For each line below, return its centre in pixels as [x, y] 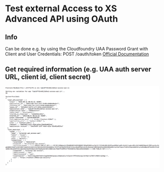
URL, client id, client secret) [48, 77]
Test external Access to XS [61, 9]
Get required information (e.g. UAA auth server [78, 69]
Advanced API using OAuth [62, 19]
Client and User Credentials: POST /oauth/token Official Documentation [77, 54]
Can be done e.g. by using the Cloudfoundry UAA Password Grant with [77, 49]
